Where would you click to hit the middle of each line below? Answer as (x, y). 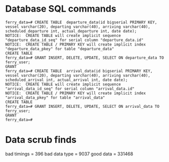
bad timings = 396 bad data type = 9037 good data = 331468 (69, 154)
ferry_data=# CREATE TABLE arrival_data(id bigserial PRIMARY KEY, (79, 71)
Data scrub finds (41, 140)
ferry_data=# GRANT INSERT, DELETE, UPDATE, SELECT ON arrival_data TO (82, 106)
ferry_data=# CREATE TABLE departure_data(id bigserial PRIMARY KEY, (81, 22)
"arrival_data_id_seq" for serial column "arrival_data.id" (70, 89)
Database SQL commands (61, 9)
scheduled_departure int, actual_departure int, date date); (71, 31)
